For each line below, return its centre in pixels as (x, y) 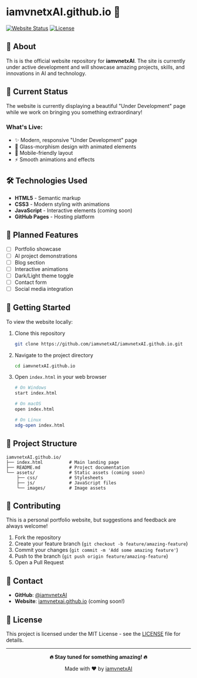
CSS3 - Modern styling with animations (62, 204)
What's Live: (24, 127)
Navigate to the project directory (54, 355)
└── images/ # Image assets (62, 488)
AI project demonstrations (46, 256)
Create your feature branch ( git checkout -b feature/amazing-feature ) (101, 544)
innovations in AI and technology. (46, 73)
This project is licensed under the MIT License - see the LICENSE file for (93, 633)
